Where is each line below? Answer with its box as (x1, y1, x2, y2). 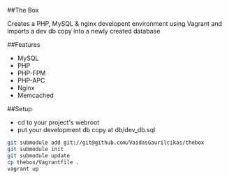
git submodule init (7, 145, 64, 152)
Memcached (17, 91, 54, 99)
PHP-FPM (17, 69, 46, 77)
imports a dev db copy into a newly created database (7, 27, 161, 35)
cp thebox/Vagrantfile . (7, 159, 80, 166)
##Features (7, 41, 40, 48)
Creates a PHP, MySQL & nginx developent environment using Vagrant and (7, 20, 222, 27)
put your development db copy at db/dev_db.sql (17, 126, 156, 134)
